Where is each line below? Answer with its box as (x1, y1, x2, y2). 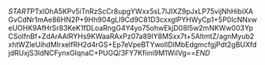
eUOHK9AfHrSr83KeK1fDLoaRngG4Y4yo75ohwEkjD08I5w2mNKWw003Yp (8, 23, 254, 32)
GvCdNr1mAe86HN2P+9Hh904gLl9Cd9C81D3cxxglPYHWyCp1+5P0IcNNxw (8, 15, 257, 24)
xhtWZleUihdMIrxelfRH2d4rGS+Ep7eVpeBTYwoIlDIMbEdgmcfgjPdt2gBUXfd (8, 40, 257, 49)
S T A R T (8, 7, 31, 16)
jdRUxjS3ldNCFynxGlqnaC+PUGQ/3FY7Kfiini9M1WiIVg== (8, 49, 196, 57)
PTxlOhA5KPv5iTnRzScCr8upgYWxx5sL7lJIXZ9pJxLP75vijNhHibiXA (30, 7, 254, 16)
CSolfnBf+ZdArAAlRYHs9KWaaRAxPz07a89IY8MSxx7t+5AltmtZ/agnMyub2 (8, 31, 255, 41)
